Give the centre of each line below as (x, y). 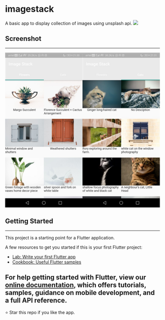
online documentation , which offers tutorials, (76, 285)
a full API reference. (36, 300)
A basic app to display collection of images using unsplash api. (69, 23)
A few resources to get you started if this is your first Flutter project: (74, 247)
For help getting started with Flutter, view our (76, 277)
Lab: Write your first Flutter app (44, 257)
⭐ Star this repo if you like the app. (40, 313)
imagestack (29, 9)
